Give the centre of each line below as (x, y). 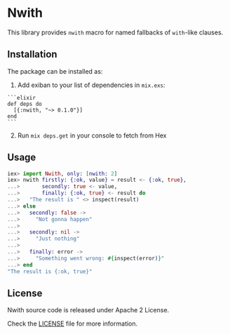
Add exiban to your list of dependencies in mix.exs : (92, 85)
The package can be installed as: (55, 71)
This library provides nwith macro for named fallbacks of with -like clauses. (115, 32)
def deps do (25, 104)
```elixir (22, 98)
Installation (32, 54)
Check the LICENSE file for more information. (73, 323)
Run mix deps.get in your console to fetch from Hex (92, 135)
